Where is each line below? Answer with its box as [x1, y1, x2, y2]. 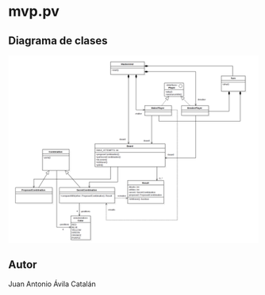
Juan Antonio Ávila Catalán [8, 279, 97, 289]
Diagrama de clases [8, 34, 109, 47]
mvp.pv [8, 2, 60, 21]
